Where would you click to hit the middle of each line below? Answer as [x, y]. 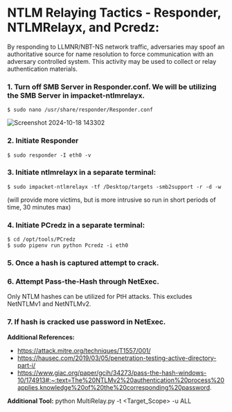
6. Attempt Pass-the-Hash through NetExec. [83, 281]
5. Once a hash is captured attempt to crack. [83, 263]
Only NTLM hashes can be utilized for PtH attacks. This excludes [100, 297]
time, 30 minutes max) [39, 207]
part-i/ [26, 365]
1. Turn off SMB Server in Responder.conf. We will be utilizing [112, 87]
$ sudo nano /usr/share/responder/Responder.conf [80, 110]
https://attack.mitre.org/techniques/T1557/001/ [84, 350]
